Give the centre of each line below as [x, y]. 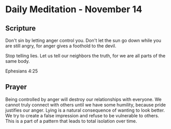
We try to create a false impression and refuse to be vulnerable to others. [82, 115]
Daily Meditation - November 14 [74, 9]
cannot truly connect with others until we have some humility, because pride [86, 105]
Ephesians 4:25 [22, 71]
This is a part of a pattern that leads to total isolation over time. [71, 121]
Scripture [20, 28]
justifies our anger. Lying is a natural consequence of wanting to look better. [85, 110]
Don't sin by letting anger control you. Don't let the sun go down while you [83, 40]
